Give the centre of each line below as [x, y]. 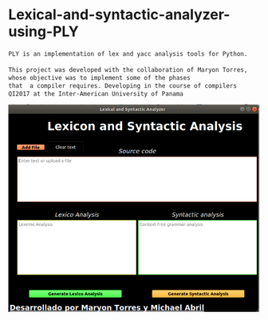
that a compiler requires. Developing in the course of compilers [123, 85]
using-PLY [43, 32]
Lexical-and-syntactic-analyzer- [119, 15]
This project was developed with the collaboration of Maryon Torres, [128, 69]
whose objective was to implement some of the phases [100, 77]
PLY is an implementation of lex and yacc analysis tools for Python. [128, 53]
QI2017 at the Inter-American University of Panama [96, 93]
